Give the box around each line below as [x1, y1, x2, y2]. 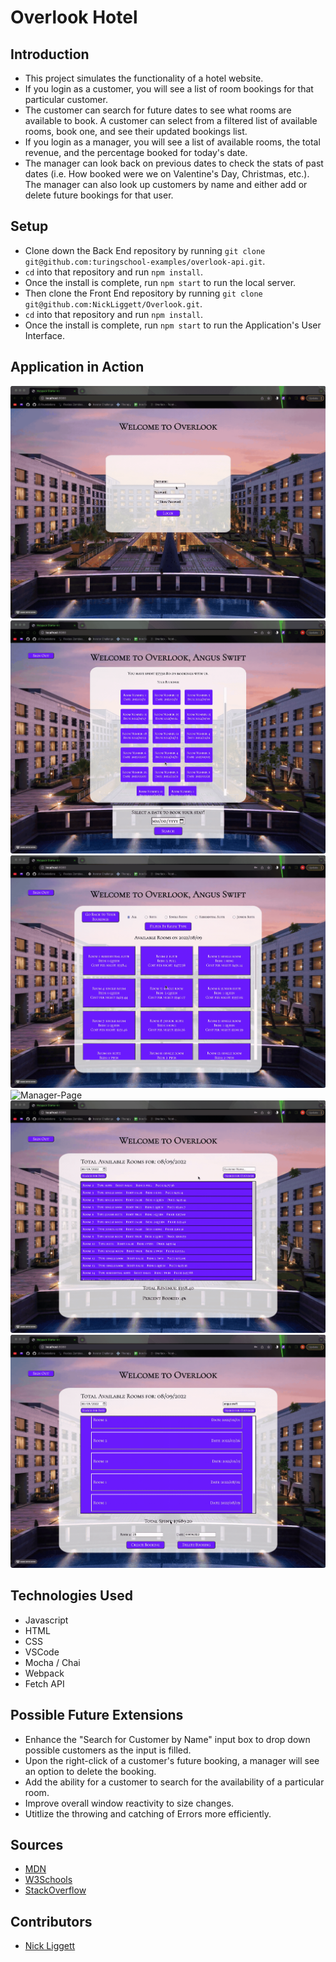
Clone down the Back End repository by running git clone [24, 244, 266, 256]
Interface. [24, 329, 65, 341]
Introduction [10, 46, 90, 63]
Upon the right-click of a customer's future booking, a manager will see [24, 1754, 320, 1766]
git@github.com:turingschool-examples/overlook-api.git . [24, 255, 266, 267]
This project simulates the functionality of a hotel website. [24, 72, 264, 84]
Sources [10, 1836, 64, 1853]
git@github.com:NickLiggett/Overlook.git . [24, 297, 203, 310]
